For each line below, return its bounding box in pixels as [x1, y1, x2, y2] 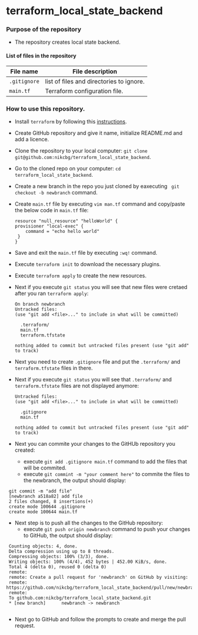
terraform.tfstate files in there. [14, 364, 93, 371]
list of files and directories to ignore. [45, 77, 145, 85]
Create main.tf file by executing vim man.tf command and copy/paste [14, 200, 186, 208]
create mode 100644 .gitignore [8, 504, 85, 510]
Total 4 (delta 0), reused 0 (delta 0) [8, 563, 107, 570]
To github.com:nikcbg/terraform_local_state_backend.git [8, 595, 151, 601]
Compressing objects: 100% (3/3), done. [8, 553, 110, 559]
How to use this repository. [6, 105, 85, 113]
